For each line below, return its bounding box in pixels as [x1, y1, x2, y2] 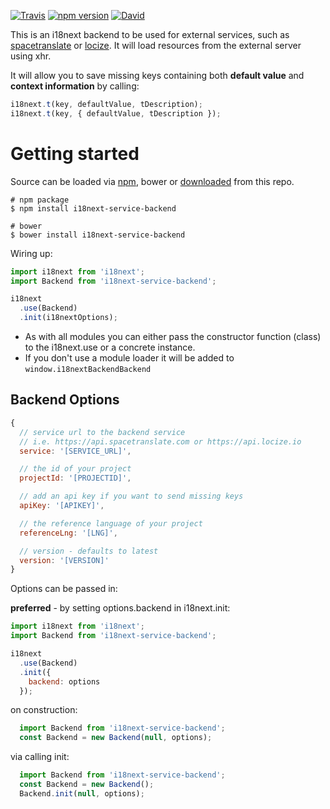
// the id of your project [19, 464, 132, 474]
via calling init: [10, 751, 70, 763]
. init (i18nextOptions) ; [19, 313, 118, 323]
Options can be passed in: [10, 583, 118, 595]
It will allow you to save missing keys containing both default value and [10, 70, 305, 81]
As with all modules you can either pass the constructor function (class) [24, 331, 322, 343]
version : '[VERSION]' [19, 555, 110, 565]
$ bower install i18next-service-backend [10, 230, 186, 240]
